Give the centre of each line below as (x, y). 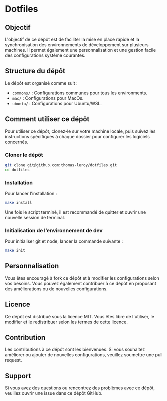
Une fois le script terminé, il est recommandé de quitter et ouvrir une (76, 212)
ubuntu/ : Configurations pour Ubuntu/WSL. (57, 103)
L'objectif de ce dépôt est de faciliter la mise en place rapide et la (72, 39)
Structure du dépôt (35, 71)
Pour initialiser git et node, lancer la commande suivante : (64, 241)
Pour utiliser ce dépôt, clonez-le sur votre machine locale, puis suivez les (80, 131)
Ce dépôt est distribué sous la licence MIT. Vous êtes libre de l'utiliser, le (80, 316)
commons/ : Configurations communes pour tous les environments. (80, 93)
